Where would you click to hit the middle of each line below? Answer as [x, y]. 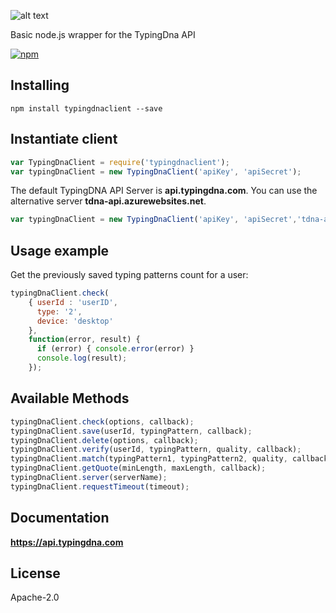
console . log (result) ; [82, 358]
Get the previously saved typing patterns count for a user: [129, 275]
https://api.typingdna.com [67, 542]
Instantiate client [64, 139]
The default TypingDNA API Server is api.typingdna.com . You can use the [164, 191]
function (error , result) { [84, 340]
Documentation [60, 518]
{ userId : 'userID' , [73, 302]
